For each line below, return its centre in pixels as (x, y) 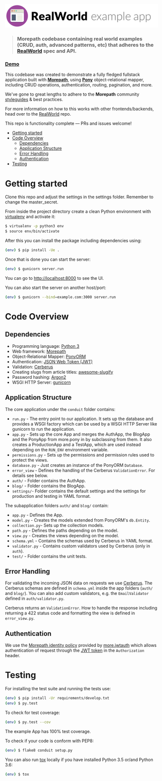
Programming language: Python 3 (46, 346)
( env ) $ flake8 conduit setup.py (39, 750)
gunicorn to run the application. (43, 429)
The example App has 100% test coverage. (48, 731)
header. (13, 656)
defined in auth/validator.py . (35, 598)
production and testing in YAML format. (51, 496)
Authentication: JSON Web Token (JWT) (52, 361)
